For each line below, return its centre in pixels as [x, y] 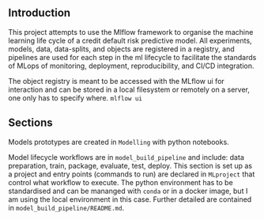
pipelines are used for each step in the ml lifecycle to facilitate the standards [132, 57]
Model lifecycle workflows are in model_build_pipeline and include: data [126, 157]
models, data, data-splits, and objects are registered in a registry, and [121, 49]
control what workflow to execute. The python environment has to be [121, 182]
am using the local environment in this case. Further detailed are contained [130, 199]
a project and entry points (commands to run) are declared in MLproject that [132, 174]
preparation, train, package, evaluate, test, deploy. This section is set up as [130, 165]
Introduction [40, 13]
